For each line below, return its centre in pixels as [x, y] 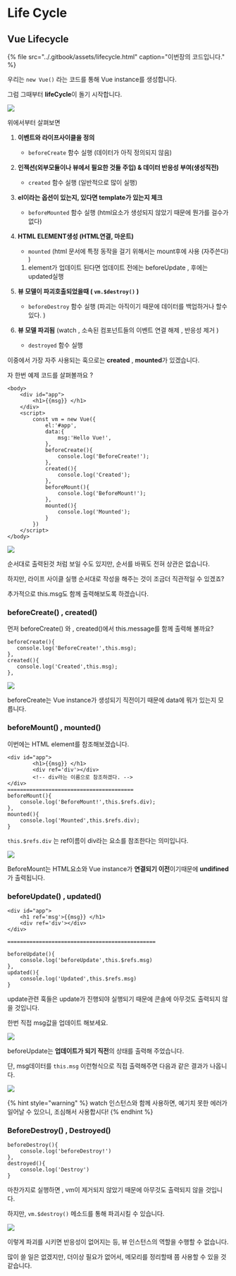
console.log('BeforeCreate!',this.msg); [77, 648]
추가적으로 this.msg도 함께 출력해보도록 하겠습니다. [78, 594]
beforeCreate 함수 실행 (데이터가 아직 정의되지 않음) [100, 152]
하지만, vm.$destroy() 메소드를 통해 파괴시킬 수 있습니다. [86, 1214]
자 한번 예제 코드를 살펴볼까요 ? [50, 375]
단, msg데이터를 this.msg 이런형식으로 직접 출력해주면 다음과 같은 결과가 [108, 1066]
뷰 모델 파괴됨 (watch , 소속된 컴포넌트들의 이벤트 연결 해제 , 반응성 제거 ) [118, 330]
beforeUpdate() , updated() [55, 896]
